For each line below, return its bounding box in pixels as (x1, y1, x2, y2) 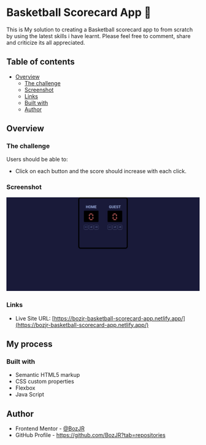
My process (6, 339, 53, 349)
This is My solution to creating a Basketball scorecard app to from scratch (6, 26, 193, 33)
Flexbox (15, 384, 36, 392)
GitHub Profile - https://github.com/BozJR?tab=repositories (15, 431, 166, 439)
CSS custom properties (15, 377, 75, 385)
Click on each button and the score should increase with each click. (15, 168, 187, 175)
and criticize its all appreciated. (6, 39, 85, 46)
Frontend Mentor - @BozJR (15, 425, 85, 432)
